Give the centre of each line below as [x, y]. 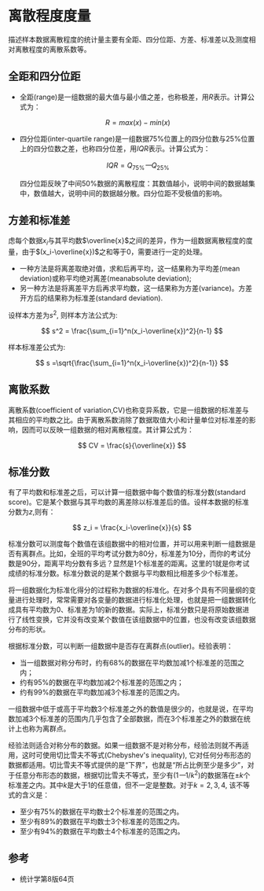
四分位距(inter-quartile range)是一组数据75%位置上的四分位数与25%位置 [137, 138]
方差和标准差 [39, 220]
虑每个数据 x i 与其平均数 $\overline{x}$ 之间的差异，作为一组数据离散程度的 [127, 242]
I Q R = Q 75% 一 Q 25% [137, 166]
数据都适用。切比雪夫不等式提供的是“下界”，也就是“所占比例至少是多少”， [128, 765]
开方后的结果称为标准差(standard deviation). [91, 298]
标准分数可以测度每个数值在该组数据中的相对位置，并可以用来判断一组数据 [128, 544]
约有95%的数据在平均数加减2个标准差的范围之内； [102, 683]
